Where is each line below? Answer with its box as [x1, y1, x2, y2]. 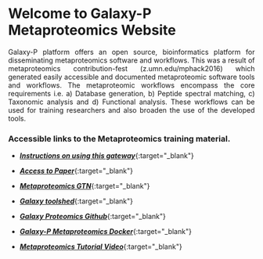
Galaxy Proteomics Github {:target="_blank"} [19, 212, 167, 221]
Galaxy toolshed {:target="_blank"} [19, 196, 134, 206]
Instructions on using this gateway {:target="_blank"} [19, 151, 194, 160]
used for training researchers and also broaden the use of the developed [8, 105, 255, 114]
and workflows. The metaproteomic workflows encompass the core [8, 80, 255, 90]
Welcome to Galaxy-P [8, 5, 152, 23]
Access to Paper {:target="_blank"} [19, 166, 133, 176]
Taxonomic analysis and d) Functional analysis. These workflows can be [8, 97, 255, 106]
